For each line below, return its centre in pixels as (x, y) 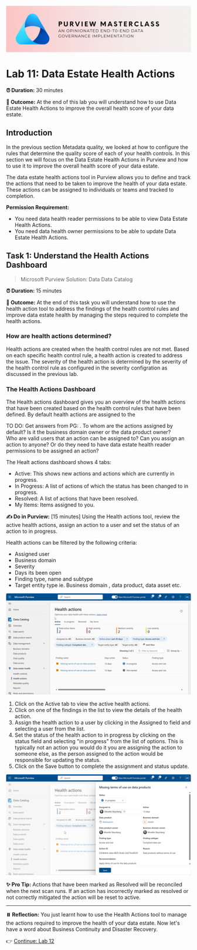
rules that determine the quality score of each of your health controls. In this (98, 153)
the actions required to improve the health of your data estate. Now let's (93, 923)
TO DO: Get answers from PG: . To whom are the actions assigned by (89, 426)
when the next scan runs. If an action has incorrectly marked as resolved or (97, 891)
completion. (21, 196)
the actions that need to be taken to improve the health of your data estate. (97, 183)
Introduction (29, 133)
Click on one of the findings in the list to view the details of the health (98, 710)
